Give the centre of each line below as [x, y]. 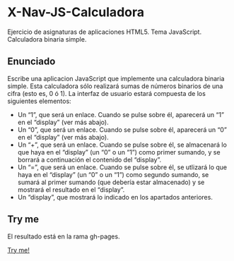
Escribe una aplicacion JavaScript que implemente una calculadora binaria [116, 78]
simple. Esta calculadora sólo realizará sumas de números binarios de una [115, 86]
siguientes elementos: [40, 101]
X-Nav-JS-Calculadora [76, 12]
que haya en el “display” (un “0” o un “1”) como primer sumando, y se [119, 152]
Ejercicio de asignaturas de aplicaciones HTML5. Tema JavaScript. [105, 32]
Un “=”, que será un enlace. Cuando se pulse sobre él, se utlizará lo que [122, 167]
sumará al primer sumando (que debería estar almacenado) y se [111, 182]
